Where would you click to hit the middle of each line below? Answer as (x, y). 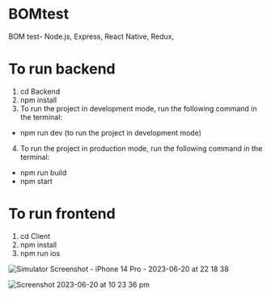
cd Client (35, 236)
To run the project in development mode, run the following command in (138, 108)
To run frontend (62, 214)
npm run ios (40, 253)
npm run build (43, 172)
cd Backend (40, 91)
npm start (36, 181)
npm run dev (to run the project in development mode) (111, 132)
